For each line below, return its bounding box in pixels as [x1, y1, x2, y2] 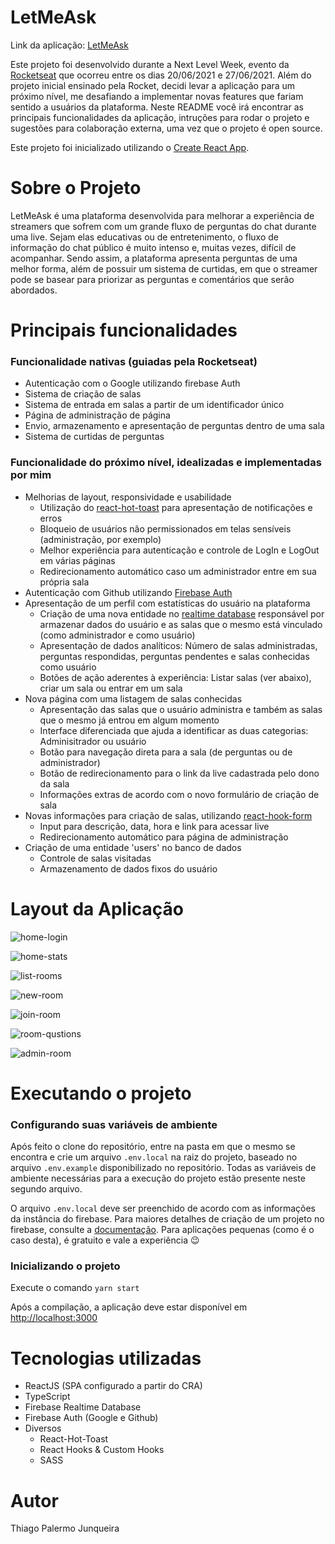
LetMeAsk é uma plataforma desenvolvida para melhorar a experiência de [10, 209, 315, 221]
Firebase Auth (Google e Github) [24, 1412, 159, 1424]
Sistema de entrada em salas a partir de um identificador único [24, 399, 285, 411]
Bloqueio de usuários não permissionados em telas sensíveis [39, 522, 292, 535]
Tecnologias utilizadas [10, 1347, 202, 1370]
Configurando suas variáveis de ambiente [10, 1117, 218, 1131]
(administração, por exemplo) [39, 533, 162, 545]
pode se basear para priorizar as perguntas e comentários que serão [10, 273, 295, 285]
